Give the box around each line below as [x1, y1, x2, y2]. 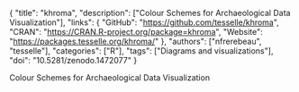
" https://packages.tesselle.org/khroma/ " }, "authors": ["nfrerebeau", [9, 36, 262, 46]
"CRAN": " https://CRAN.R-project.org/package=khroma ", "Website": [9, 27, 263, 37]
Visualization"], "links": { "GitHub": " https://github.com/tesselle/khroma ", [9, 17, 279, 28]
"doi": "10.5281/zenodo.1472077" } [9, 55, 138, 65]
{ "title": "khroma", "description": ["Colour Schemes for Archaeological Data [9, 8, 291, 18]
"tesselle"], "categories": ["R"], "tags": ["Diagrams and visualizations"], [9, 46, 274, 56]
